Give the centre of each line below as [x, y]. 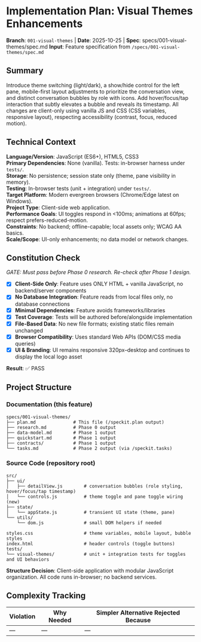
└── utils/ [20, 518]
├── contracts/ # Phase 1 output [61, 443]
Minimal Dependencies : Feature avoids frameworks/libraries [90, 310]
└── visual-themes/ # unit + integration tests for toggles [96, 554]
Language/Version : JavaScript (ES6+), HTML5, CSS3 [73, 156]
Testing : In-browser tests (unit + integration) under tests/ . [79, 188]
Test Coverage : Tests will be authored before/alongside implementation [103, 317]
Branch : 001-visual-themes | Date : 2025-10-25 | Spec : [74, 40]
